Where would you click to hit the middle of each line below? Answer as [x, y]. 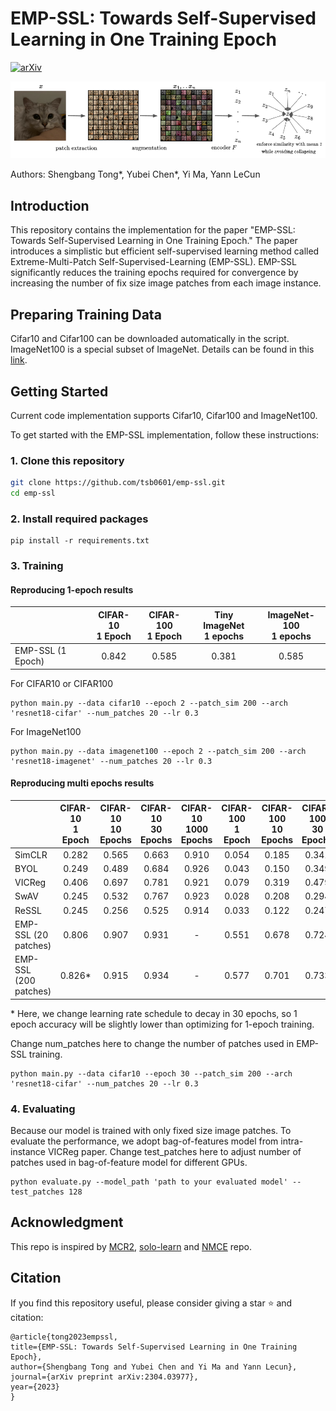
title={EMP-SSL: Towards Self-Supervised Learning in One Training [154, 1347]
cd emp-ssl [33, 493]
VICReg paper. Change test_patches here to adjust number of [174, 1151]
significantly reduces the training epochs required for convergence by [154, 273]
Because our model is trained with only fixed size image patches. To [151, 1130]
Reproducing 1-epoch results [72, 589]
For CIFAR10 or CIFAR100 [62, 683]
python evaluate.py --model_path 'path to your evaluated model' [149, 1182]
